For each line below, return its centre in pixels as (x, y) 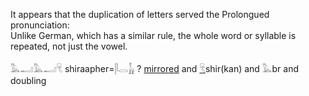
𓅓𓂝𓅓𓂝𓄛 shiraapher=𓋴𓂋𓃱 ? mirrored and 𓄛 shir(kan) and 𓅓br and (154, 68)
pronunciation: (40, 25)
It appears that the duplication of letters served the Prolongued (140, 14)
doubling (28, 80)
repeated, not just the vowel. (69, 46)
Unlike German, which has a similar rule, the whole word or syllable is (153, 35)
